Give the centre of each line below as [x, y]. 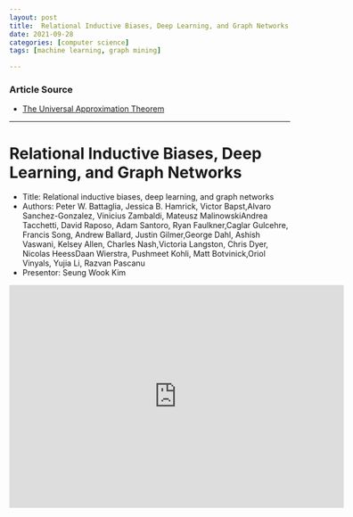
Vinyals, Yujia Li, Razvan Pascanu [83, 263]
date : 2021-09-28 [41, 34]
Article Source [41, 90]
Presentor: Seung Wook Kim [74, 273]
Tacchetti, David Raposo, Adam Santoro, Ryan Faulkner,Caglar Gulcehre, [155, 226]
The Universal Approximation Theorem [93, 109]
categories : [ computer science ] [69, 42]
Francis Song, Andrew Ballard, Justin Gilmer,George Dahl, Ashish [141, 235]
